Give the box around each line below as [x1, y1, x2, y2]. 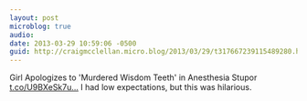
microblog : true [9, 22, 71, 31]
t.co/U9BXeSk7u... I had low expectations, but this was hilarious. [9, 82, 252, 93]
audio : [9, 30, 35, 39]
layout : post [9, 13, 59, 23]
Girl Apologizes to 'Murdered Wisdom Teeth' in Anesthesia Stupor [9, 72, 258, 83]
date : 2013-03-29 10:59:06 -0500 [9, 38, 137, 48]
